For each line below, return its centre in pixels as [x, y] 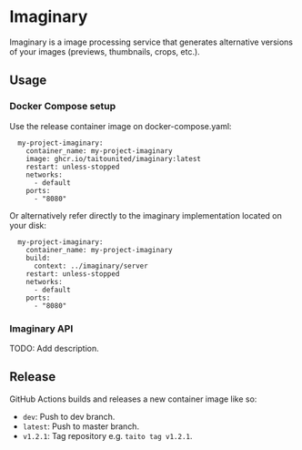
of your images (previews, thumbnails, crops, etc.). [105, 51]
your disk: [28, 225]
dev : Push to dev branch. [69, 416]
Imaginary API [41, 328]
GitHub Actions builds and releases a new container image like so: [133, 399]
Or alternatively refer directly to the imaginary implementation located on [146, 215]
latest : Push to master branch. [81, 426]
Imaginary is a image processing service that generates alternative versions [151, 42]
